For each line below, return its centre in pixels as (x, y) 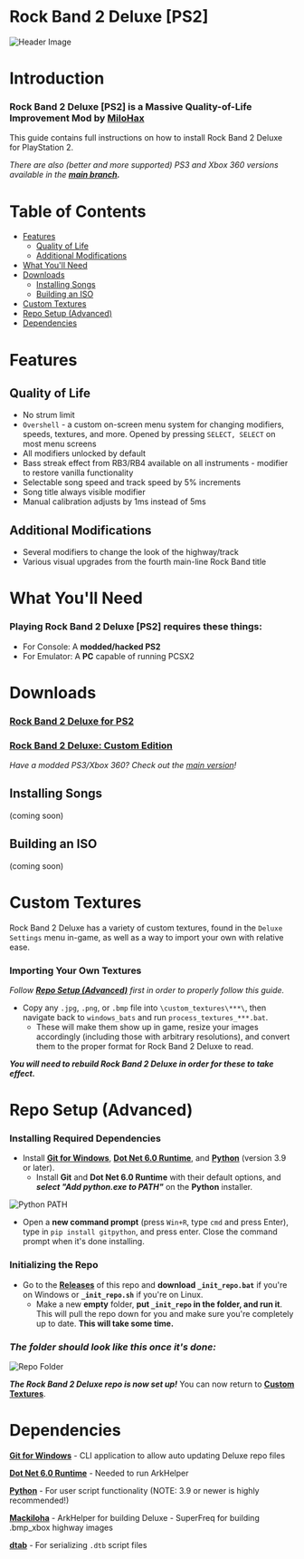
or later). (38, 1168)
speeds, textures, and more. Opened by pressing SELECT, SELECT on (149, 434)
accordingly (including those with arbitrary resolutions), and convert (163, 1037)
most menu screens (59, 444)
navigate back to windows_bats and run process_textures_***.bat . (145, 1017)
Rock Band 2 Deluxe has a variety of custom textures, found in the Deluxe (146, 928)
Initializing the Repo (54, 1265)
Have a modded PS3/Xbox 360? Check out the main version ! (123, 765)
